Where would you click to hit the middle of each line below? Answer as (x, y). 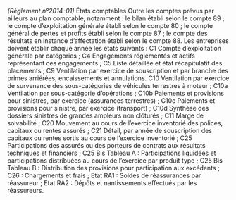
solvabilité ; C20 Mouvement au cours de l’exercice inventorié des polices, (115, 123)
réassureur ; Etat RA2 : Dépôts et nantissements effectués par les (102, 183)
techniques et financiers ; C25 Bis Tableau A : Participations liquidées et (112, 153)
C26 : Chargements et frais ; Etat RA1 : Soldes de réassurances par (104, 175)
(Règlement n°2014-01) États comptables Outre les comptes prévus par (111, 11)
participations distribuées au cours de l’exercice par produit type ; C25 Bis (115, 161)
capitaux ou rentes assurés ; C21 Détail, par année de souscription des (110, 131)
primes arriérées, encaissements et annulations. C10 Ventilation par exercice (118, 78)
